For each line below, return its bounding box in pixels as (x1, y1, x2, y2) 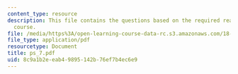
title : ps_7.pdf (7, 50, 55, 57)
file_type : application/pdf (7, 37, 91, 44)
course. (13, 23, 37, 30)
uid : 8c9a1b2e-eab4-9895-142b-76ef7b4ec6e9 (7, 56, 138, 63)
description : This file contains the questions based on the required (7, 17, 220, 24)
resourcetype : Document (7, 43, 78, 50)
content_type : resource (7, 10, 78, 18)
